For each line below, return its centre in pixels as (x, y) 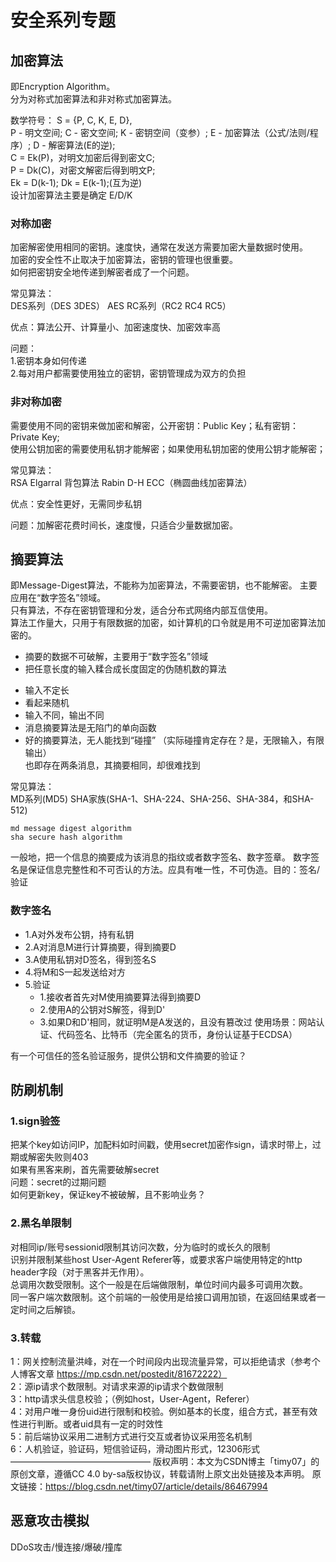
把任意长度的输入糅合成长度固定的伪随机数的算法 (125, 669)
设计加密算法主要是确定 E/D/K (71, 195)
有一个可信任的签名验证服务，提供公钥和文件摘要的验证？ (128, 1055)
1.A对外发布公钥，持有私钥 (79, 934)
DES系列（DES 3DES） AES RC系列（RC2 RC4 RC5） (121, 306)
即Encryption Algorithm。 (63, 86)
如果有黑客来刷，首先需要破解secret (85, 1170)
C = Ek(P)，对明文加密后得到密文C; (83, 157)
